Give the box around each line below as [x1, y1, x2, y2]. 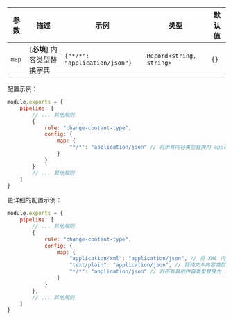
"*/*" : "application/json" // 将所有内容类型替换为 [69, 144, 212, 151]
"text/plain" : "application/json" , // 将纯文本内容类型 [69, 262, 226, 269]
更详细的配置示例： [7, 196, 62, 205]
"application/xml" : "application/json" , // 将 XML [69, 255, 218, 262]
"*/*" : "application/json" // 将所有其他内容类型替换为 [69, 268, 222, 275]
